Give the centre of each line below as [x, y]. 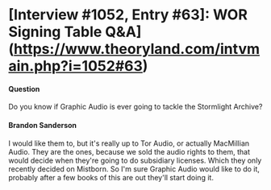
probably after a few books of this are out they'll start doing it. [111, 177]
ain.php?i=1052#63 [76, 66]
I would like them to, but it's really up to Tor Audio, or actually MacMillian [129, 143]
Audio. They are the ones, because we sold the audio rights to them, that [129, 151]
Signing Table [55, 32]
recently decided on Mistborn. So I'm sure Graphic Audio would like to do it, [134, 169]
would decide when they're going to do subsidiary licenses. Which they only [135, 160]
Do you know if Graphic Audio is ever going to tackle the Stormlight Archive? [135, 107]
